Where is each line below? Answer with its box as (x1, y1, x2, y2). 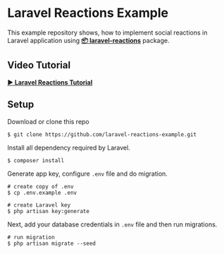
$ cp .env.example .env (7, 189, 77, 196)
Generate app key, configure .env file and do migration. (7, 169, 168, 178)
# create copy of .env (7, 183, 74, 190)
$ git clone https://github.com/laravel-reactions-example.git (7, 131, 197, 138)
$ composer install (7, 157, 65, 164)
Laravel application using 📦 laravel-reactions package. (7, 36, 170, 44)
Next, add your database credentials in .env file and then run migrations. (7, 220, 218, 229)
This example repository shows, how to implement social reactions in (7, 28, 208, 37)
